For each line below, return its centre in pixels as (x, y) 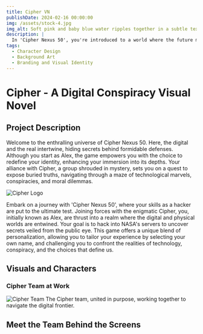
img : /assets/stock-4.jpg (39, 23)
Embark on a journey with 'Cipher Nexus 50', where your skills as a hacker (99, 204)
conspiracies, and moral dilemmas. (50, 181)
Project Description (43, 128)
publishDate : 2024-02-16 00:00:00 (50, 18)
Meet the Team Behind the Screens (73, 325)
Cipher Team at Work (38, 286)
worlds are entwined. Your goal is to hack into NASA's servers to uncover (97, 224)
